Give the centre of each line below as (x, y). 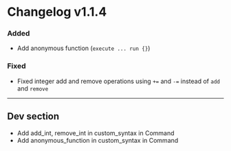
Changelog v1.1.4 (57, 12)
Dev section (33, 116)
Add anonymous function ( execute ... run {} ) (84, 48)
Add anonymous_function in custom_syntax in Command (98, 140)
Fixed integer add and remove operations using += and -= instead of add (118, 81)
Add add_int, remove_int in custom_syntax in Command (96, 133)
